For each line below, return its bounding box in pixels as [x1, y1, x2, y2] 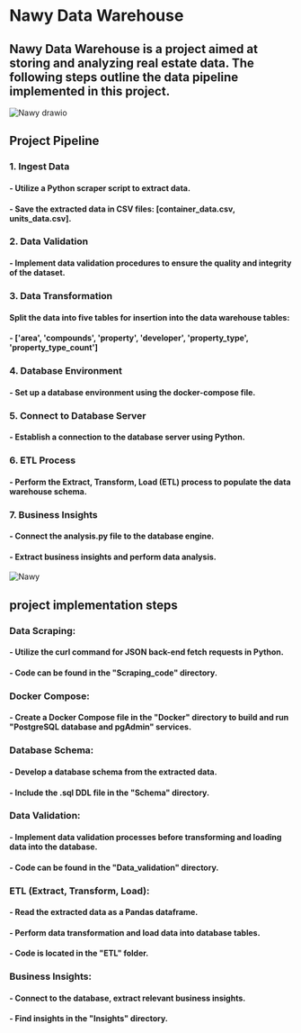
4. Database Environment [9, 365, 123, 377]
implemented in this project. [9, 83, 171, 99]
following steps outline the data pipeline [9, 69, 239, 85]
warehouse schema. [9, 485, 87, 496]
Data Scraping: [9, 624, 76, 637]
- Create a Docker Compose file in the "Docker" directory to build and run [9, 712, 289, 723]
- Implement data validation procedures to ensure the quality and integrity [9, 258, 292, 268]
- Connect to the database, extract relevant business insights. [9, 992, 246, 1003]
